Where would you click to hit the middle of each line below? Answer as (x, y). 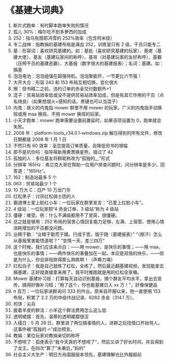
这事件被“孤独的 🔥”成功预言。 (44, 329)
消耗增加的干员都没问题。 (40, 228)
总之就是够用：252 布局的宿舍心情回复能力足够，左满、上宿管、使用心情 (89, 221)
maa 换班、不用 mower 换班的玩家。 (66, 114)
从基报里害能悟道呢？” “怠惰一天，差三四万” (59, 240)
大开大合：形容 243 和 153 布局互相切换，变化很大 (66, 82)
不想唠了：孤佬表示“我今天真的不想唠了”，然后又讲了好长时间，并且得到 (88, 342)
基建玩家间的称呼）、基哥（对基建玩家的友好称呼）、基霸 (104, 57)
